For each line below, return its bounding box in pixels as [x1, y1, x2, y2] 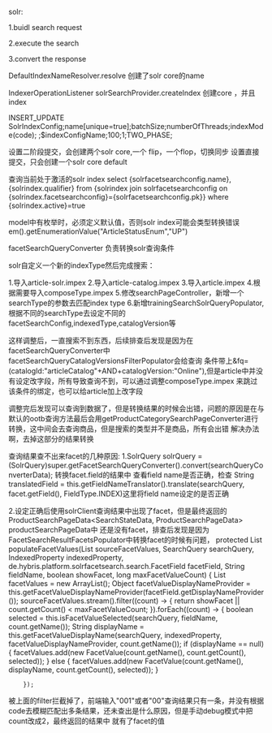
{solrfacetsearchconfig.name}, [128, 175, 231, 183]
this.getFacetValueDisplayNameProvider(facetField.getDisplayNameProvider [8, 588, 265, 597]
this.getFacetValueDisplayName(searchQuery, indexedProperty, [8, 631, 222, 640]
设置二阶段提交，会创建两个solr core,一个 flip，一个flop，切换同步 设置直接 [8, 147, 260, 157]
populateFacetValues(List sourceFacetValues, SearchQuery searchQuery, [8, 544, 254, 554]
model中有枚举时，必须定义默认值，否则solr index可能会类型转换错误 [8, 218, 240, 226]
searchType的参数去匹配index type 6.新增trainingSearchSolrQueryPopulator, [8, 298, 265, 308]
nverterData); [8, 470, 54, 480]
